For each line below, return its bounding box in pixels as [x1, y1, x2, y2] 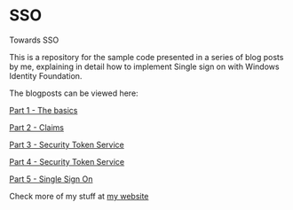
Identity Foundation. [9, 70, 83, 81]
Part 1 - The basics [9, 105, 78, 115]
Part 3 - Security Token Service [9, 139, 124, 150]
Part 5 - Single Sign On [9, 174, 93, 184]
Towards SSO [9, 35, 59, 45]
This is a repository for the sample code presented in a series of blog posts [9, 51, 284, 62]
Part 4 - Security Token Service [9, 156, 125, 167]
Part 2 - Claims [9, 121, 65, 133]
